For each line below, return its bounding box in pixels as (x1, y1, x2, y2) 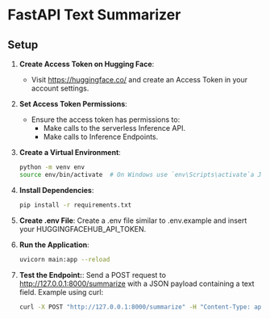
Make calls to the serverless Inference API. (43, 124, 186, 132)
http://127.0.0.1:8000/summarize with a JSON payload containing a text (19, 279, 255, 288)
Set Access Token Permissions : (19, 99, 128, 108)
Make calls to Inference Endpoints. (43, 132, 159, 141)
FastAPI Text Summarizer (7, 6, 181, 24)
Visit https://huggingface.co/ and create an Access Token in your (31, 75, 248, 84)
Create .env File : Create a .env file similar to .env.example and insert (19, 216, 247, 225)
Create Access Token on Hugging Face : (19, 59, 155, 69)
